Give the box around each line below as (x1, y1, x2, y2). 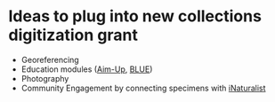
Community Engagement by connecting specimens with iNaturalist (20, 82, 266, 93)
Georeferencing (20, 54, 79, 65)
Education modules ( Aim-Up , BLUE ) (20, 64, 153, 75)
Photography (20, 73, 69, 83)
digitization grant (8, 25, 139, 45)
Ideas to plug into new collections (8, 6, 262, 27)
